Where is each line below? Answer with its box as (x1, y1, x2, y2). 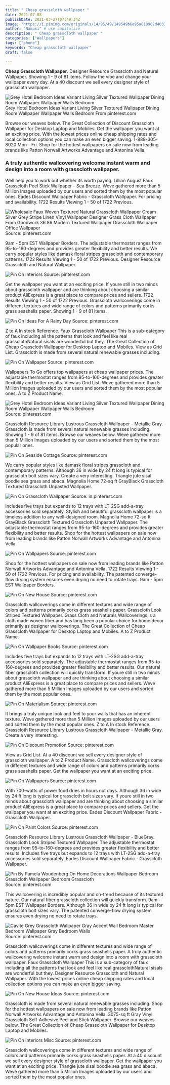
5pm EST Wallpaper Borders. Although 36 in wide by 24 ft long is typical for (5, 902, 163, 908)
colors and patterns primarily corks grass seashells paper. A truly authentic (5, 948, 162, 954)
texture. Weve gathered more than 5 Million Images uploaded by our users (5, 716, 160, 722)
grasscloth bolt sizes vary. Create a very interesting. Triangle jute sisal (5, 472, 152, 478)
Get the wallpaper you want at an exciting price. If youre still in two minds (5, 281, 158, 287)
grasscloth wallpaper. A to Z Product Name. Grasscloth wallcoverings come (5, 757, 163, 763)
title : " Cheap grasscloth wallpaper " (5, 7, 90, 13)
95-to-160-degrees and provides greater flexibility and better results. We (5, 245, 157, 251)
